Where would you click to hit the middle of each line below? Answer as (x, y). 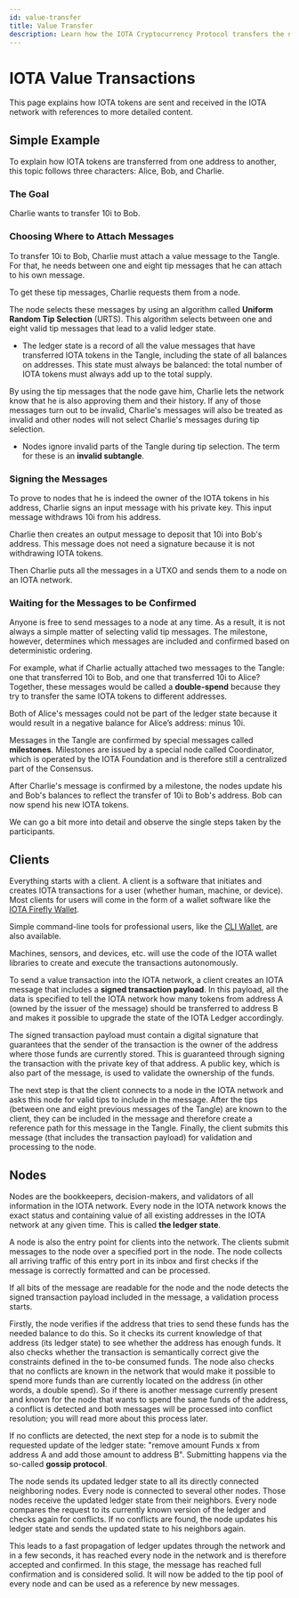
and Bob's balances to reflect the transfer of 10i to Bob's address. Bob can (146, 795)
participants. (32, 831)
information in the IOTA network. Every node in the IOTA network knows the (148, 1205)
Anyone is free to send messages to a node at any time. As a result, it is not (147, 622)
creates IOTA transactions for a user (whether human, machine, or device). (146, 890)
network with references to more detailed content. (101, 112)
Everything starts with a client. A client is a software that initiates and (136, 881)
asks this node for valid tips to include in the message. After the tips (133, 1099)
